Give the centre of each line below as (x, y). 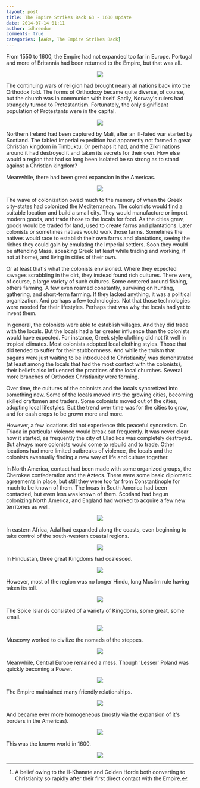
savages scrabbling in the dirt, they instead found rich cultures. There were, (99, 275)
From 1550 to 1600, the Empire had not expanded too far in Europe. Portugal (99, 56)
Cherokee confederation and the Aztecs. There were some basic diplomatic (99, 475)
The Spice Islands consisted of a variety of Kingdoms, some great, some (95, 610)
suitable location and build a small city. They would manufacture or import (97, 213)
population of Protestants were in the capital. (61, 111)
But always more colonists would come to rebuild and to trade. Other (90, 444)
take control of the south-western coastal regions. (68, 536)
